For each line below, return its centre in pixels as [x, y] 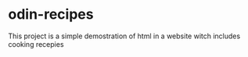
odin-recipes [51, 14]
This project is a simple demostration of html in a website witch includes [124, 36]
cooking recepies [36, 44]
